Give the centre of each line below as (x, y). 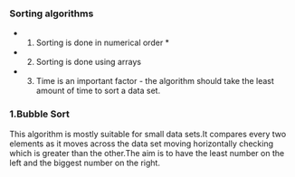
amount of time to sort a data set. (98, 91)
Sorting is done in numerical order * (103, 42)
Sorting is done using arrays (89, 62)
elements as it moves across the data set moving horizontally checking (142, 144)
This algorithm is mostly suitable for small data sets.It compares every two (148, 134)
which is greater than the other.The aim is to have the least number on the (147, 153)
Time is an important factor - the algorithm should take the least (155, 81)
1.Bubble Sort (39, 114)
